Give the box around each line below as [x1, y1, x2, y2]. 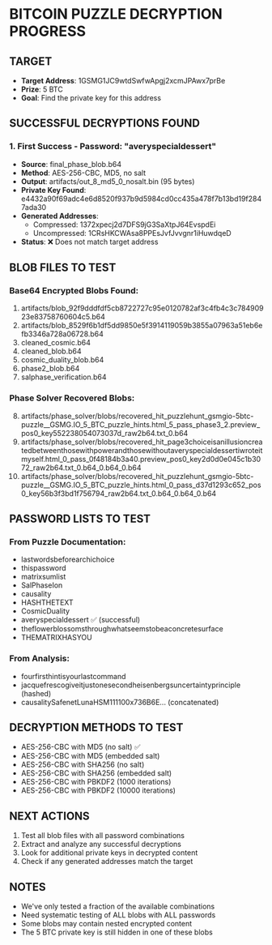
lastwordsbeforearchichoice [20, 554, 115, 564]
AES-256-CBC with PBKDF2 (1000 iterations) [20, 777, 172, 787]
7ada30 [20, 202, 47, 212]
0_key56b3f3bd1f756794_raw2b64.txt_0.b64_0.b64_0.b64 [20, 488, 217, 498]
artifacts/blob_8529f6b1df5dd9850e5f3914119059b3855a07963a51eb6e [20, 321, 263, 331]
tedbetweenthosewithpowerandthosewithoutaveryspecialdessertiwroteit [20, 445, 263, 455]
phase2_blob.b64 [20, 364, 80, 374]
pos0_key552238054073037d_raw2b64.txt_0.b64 [20, 428, 189, 438]
